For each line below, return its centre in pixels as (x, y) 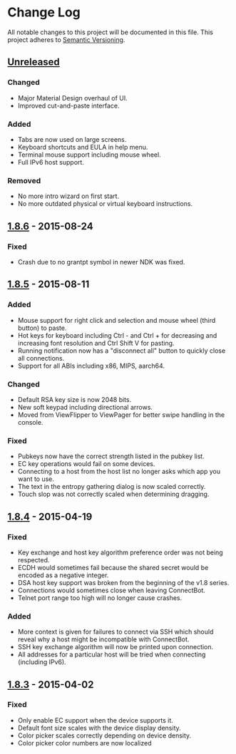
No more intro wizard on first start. (68, 196)
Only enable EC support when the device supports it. (95, 720)
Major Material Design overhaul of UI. (73, 98)
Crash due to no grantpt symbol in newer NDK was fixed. (101, 262)
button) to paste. (42, 328)
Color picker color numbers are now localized (84, 743)
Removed (24, 180)
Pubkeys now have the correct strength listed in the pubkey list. (111, 456)
